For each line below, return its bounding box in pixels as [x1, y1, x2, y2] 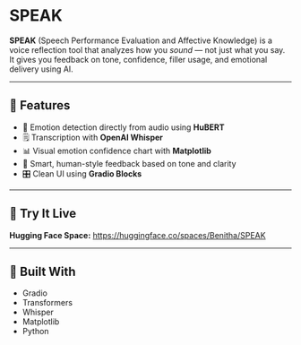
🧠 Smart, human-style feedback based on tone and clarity [21, 158, 236, 168]
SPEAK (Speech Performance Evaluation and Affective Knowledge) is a [9, 35, 273, 46]
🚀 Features [9, 98, 71, 113]
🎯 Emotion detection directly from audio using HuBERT [21, 122, 226, 133]
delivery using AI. [9, 64, 73, 74]
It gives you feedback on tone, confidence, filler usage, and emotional [9, 54, 268, 65]
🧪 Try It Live [9, 206, 77, 221]
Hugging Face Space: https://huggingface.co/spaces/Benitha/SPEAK [9, 229, 266, 240]
